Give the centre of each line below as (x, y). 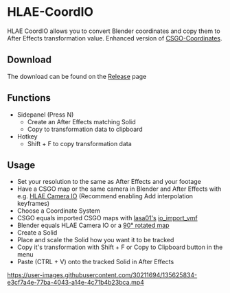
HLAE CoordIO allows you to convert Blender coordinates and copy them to (114, 31)
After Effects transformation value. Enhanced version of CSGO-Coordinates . (115, 38)
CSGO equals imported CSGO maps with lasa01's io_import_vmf (107, 218)
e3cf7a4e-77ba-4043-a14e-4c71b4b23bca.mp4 (76, 283)
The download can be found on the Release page (77, 76)
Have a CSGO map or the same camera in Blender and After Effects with (119, 189)
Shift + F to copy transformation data (79, 143)
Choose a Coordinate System (59, 211)
